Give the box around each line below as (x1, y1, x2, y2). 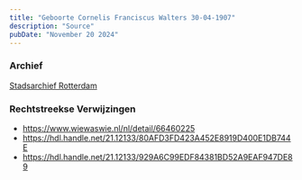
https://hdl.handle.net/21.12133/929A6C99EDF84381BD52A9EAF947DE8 (22, 151, 293, 162)
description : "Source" (9, 22, 95, 31)
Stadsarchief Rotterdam (9, 80, 97, 91)
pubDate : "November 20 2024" (9, 30, 119, 39)
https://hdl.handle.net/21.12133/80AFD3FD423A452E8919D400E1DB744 (22, 132, 291, 143)
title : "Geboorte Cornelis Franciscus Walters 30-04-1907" (9, 13, 236, 22)
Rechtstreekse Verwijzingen (9, 103, 136, 115)
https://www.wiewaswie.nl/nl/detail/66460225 (22, 122, 196, 133)
